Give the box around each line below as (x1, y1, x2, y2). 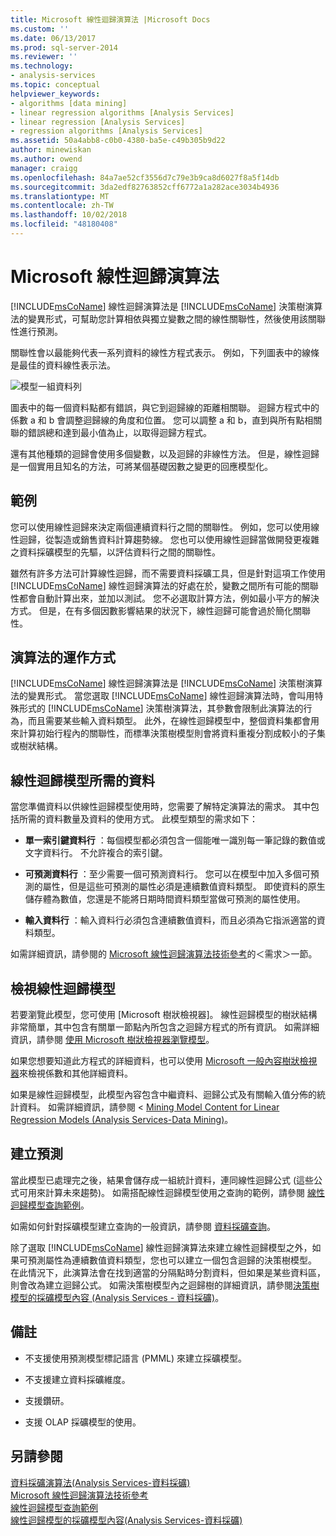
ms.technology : (10, 61, 74, 71)
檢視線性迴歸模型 (10, 980, 116, 997)
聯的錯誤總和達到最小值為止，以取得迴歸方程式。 (10, 426, 212, 438)
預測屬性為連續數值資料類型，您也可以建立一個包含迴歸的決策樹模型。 (27, 1254, 317, 1266)
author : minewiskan (10, 145, 92, 155)
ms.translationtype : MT (10, 191, 110, 201)
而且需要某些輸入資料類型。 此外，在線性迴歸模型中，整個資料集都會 (27, 715, 311, 727)
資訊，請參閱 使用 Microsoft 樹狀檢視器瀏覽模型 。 (10, 1034, 215, 1046)
